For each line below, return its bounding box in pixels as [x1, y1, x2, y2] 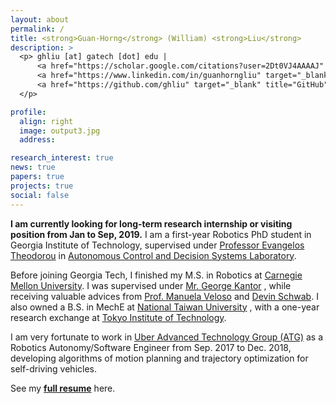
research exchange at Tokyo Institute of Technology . [10, 311, 227, 323]
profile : [10, 107, 47, 117]
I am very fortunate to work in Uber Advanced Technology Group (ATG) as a [10, 331, 323, 343]
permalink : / [10, 24, 65, 34]
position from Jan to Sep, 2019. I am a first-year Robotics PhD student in [10, 228, 312, 240]
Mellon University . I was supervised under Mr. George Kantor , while [10, 279, 292, 291]
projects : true [10, 181, 74, 191]
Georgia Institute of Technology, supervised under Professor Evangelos [10, 239, 305, 251]
